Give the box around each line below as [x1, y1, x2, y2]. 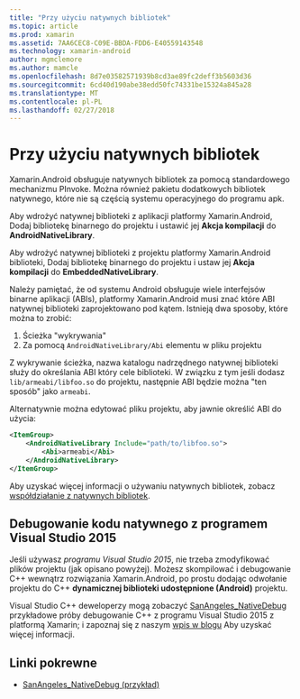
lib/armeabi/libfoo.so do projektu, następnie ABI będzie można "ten [9, 376, 268, 388]
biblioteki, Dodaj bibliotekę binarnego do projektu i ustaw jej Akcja [9, 257, 255, 268]
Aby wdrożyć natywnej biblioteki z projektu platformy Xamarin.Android [9, 247, 271, 258]
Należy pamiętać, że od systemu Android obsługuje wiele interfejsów [9, 284, 266, 295]
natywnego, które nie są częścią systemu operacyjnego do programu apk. [9, 193, 285, 204]
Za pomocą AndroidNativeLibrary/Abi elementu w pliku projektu [22, 340, 262, 351]
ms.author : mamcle [9, 64, 78, 73]
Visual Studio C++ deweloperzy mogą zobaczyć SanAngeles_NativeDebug [9, 601, 286, 612]
